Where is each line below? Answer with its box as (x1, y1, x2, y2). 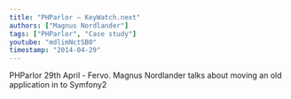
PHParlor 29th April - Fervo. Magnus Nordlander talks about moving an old (9, 70, 282, 80)
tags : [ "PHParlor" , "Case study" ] (9, 29, 138, 38)
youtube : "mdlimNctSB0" (9, 37, 98, 47)
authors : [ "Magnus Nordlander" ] (9, 21, 129, 30)
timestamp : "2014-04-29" (9, 46, 101, 55)
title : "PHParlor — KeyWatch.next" (9, 12, 141, 22)
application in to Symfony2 (9, 80, 107, 90)
